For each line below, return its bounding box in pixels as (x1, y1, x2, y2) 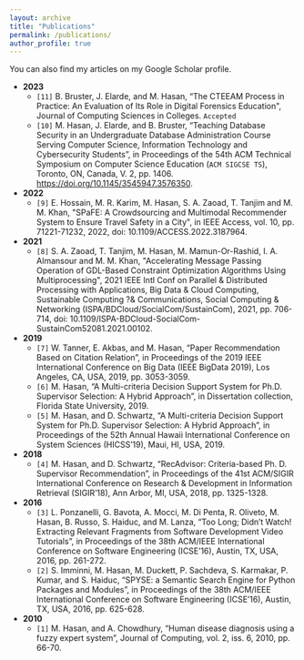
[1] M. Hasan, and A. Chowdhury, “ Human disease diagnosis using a (35, 623, 295, 634)
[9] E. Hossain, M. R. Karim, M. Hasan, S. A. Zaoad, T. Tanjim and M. (35, 198, 293, 208)
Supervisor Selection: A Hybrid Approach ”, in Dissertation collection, (35, 391, 294, 401)
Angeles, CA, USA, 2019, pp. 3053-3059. (35, 371, 191, 382)
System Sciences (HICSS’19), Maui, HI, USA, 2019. (35, 439, 226, 451)
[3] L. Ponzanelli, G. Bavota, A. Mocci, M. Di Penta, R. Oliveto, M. (35, 507, 279, 518)
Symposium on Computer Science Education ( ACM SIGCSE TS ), (35, 158, 269, 169)
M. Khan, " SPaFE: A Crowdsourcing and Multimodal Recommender (35, 207, 287, 218)
